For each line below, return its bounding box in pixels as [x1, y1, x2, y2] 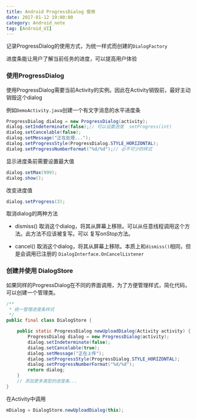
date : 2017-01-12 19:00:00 [6, 14, 73, 20]
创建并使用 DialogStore [6, 267, 73, 275]
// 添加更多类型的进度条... [17, 378, 78, 384]
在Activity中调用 [6, 395, 46, 402]
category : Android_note [6, 20, 66, 26]
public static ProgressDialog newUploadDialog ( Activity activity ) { [17, 328, 191, 334]
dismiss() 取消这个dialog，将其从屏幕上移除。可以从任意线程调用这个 [14, 223, 185, 230]
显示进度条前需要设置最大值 [6, 158, 75, 165]
